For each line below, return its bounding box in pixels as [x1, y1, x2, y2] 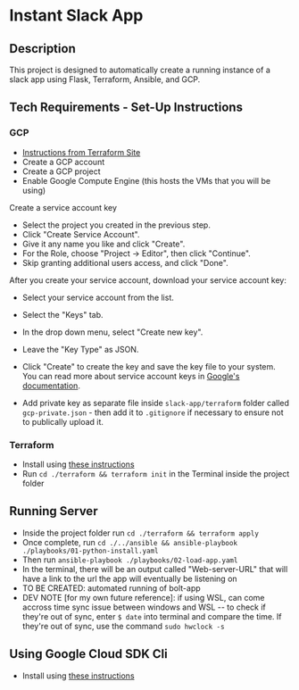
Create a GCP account [21, 156, 105, 167]
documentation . [21, 380, 80, 391]
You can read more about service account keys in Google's [21, 370, 240, 381]
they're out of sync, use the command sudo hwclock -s [21, 620, 225, 631]
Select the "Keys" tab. [21, 309, 104, 320]
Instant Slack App [9, 5, 144, 26]
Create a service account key [9, 202, 118, 212]
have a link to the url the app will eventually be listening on [21, 573, 238, 584]
